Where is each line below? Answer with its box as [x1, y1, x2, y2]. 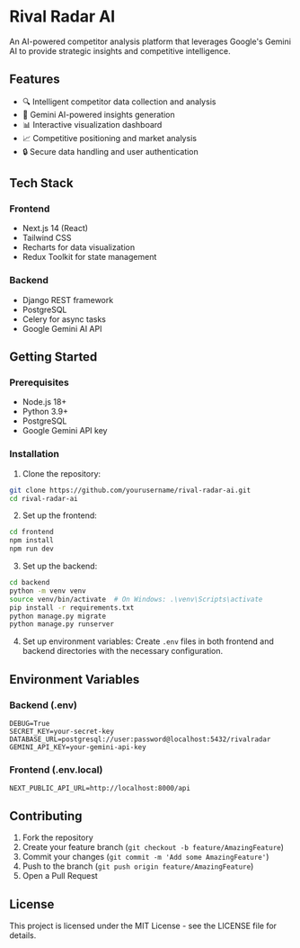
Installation [9, 448, 60, 461]
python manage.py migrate [9, 612, 106, 621]
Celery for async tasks [22, 313, 106, 325]
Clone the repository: [22, 468, 101, 478]
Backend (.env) [9, 699, 78, 711]
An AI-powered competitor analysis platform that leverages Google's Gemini [9, 36, 292, 47]
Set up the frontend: [22, 510, 97, 521]
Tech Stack [9, 175, 74, 191]
